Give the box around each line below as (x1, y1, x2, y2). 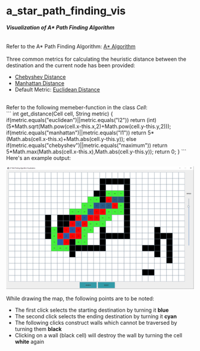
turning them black (14, 325, 62, 333)
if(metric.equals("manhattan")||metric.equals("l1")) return (6, 129, 147, 136)
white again (14, 338, 45, 345)
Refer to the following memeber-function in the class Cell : (6, 104, 148, 111)
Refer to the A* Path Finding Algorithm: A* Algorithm (6, 43, 136, 50)
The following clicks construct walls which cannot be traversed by (14, 319, 177, 326)
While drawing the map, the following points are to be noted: (6, 294, 155, 302)
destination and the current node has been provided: (6, 61, 136, 69)
